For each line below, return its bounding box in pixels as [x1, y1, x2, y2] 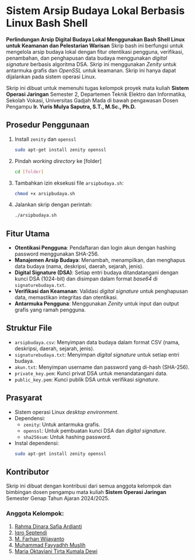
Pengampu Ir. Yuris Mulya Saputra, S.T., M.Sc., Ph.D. [6, 103, 136, 110]
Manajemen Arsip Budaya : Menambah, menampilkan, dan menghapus [14, 257, 186, 264]
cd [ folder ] [14, 168, 44, 175]
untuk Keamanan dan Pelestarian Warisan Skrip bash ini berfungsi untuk [6, 42, 184, 49]
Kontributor [6, 466, 50, 477]
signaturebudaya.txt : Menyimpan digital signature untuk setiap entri [14, 351, 180, 358]
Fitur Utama [6, 229, 50, 238]
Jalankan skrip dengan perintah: [14, 201, 92, 208]
